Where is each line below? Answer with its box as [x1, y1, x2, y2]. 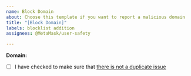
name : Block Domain [6, 8, 54, 15]
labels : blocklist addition [6, 25, 75, 31]
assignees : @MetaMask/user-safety [6, 31, 91, 37]
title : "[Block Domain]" [6, 19, 67, 25]
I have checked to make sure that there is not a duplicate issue [14, 63, 166, 71]
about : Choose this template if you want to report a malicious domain [6, 14, 185, 20]
